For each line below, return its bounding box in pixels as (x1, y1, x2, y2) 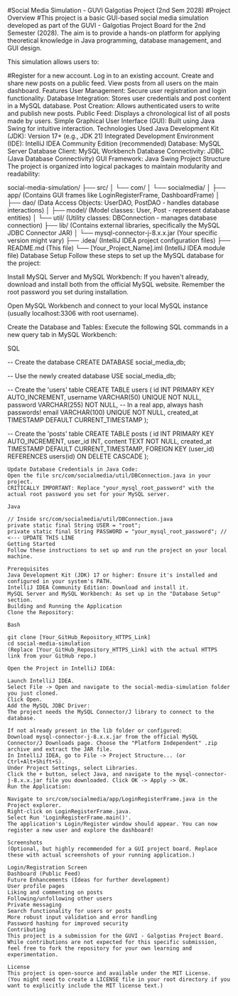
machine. (7, 553, 33, 560)
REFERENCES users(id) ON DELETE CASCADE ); (7, 452, 149, 461)
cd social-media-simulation (7, 640, 91, 647)
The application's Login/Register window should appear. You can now (7, 820, 218, 828)
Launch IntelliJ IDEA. (7, 678, 75, 685)
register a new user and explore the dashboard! (7, 827, 154, 834)
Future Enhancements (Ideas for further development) (7, 877, 171, 884)
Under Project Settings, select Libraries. (7, 764, 139, 771)
